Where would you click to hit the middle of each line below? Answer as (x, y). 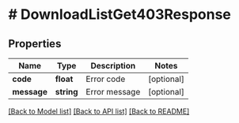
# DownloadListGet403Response (120, 15)
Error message (113, 92)
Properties (35, 44)
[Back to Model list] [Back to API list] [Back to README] (99, 111)
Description (113, 66)
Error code (106, 79)
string (66, 92)
